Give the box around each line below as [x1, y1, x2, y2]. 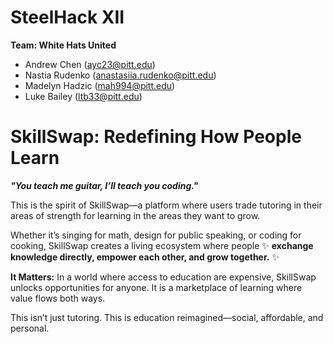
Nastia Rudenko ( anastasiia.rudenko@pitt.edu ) [24, 69, 217, 81]
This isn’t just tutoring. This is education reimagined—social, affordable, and [10, 311, 324, 323]
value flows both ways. [10, 292, 106, 304]
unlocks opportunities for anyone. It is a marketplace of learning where [10, 281, 303, 293]
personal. [10, 322, 50, 334]
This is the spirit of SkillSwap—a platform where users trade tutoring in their [10, 199, 323, 211]
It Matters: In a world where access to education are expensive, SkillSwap [10, 271, 317, 283]
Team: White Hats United [10, 39, 117, 51]
